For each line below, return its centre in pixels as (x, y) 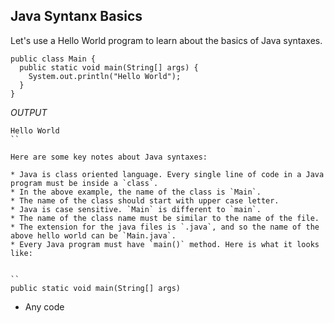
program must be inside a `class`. (84, 183)
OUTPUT (29, 112)
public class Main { (53, 59)
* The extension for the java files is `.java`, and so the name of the (165, 227)
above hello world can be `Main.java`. (93, 235)
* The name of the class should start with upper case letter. (145, 200)
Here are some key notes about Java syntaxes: (109, 157)
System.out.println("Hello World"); (105, 76)
